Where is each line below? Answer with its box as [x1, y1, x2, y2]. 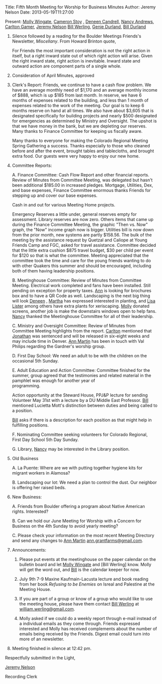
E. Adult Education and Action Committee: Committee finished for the [12, 367, 150, 373]
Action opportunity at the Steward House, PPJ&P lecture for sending [12, 392, 148, 398]
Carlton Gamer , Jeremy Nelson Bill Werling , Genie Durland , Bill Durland [5, 24, 146, 30]
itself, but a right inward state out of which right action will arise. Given [12, 53, 153, 59]
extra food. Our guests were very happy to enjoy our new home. [12, 153, 140, 159]
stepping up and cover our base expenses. [12, 192, 98, 198]
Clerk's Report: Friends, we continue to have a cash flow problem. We [12, 82, 151, 88]
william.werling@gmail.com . [19, 606, 75, 612]
